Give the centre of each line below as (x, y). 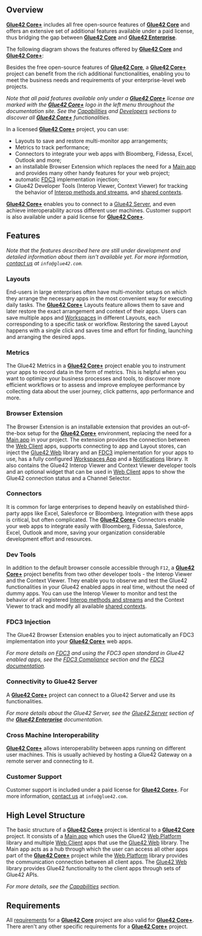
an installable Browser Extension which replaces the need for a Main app (105, 166)
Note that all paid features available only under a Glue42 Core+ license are (100, 98)
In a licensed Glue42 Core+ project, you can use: (68, 129)
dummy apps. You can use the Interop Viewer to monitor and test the (92, 593)
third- (182, 506)
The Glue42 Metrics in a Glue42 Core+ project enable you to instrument (96, 366)
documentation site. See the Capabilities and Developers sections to (91, 111)
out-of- (181, 427)
